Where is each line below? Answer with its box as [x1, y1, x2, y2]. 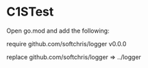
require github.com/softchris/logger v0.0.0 [6, 39, 127, 48]
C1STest [6, 4, 54, 20]
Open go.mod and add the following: [6, 27, 110, 35]
